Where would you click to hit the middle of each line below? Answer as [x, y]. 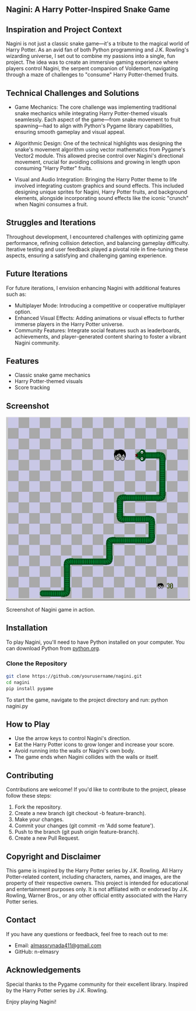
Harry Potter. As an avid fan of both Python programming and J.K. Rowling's [97, 50]
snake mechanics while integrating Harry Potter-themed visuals [91, 113]
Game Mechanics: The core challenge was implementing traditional [95, 107]
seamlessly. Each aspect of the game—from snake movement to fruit [97, 120]
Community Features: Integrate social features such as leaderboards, [98, 330]
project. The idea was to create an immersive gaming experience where [92, 62]
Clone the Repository [37, 663]
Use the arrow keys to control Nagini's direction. [73, 739]
